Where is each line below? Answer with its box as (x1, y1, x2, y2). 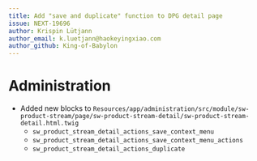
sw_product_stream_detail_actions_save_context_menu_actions (32, 137, 243, 145)
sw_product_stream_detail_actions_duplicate (32, 145, 186, 154)
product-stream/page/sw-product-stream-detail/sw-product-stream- (19, 112, 250, 121)
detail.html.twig (19, 119, 79, 128)
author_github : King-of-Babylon (8, 42, 118, 50)
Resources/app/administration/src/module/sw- (92, 105, 250, 113)
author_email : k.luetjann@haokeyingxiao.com (8, 34, 161, 43)
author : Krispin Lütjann (8, 27, 92, 35)
